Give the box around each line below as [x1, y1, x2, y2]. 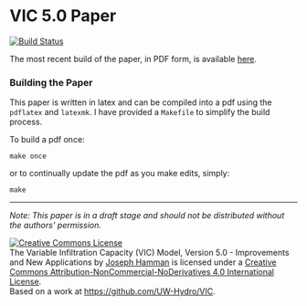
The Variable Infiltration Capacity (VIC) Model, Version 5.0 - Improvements [9, 248, 290, 259]
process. [9, 116, 43, 128]
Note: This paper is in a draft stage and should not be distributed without [9, 210, 285, 221]
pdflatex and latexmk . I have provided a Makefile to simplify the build [9, 107, 270, 118]
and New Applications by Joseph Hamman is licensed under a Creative [9, 257, 277, 268]
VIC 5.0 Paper [9, 5, 117, 26]
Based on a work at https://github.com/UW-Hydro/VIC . [9, 286, 217, 297]
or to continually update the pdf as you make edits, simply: [9, 168, 230, 179]
